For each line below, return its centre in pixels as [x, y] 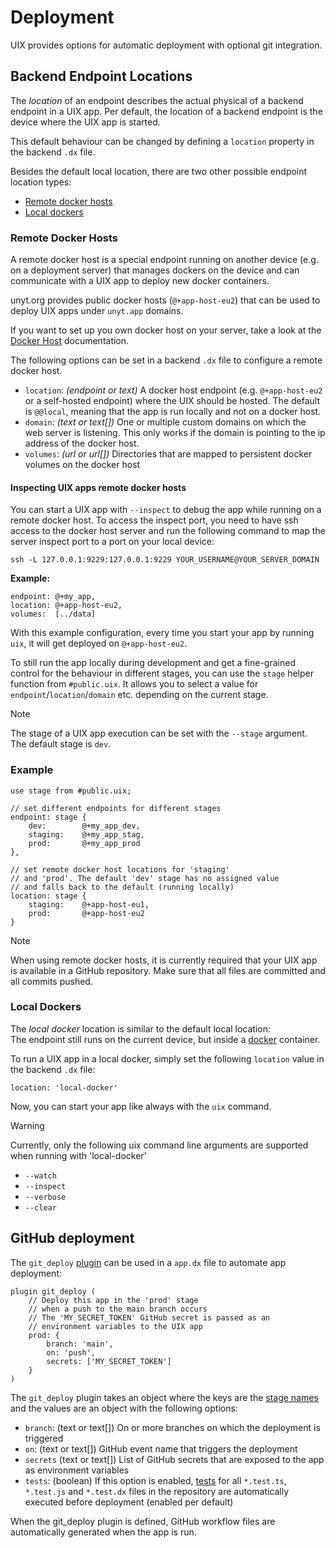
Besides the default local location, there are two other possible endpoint [159, 171]
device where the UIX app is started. [85, 122]
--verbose [45, 1197]
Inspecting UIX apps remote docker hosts [98, 487]
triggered [44, 1438]
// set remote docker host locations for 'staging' [120, 869]
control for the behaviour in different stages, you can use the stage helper [162, 673]
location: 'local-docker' [64, 1087]
